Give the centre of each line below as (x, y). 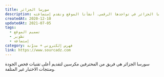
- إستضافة (19, 41)
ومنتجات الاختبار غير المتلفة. (30, 69)
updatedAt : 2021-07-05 (28, 23)
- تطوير (17, 37)
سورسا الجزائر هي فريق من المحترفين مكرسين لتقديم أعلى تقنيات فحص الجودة (77, 64)
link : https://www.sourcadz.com (38, 50)
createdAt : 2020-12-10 (28, 18)
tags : (10, 28)
